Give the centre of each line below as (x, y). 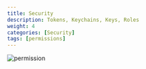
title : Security (30, 13)
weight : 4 (21, 26)
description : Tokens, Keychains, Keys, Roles (73, 20)
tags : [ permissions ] (37, 39)
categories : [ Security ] (41, 32)
